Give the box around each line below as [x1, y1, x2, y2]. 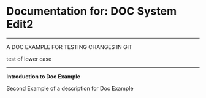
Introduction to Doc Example [6, 72, 81, 80]
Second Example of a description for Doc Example [6, 85, 134, 92]
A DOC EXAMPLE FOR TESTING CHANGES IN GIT [6, 43, 133, 50]
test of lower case [6, 55, 52, 62]
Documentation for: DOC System [6, 4, 177, 18]
